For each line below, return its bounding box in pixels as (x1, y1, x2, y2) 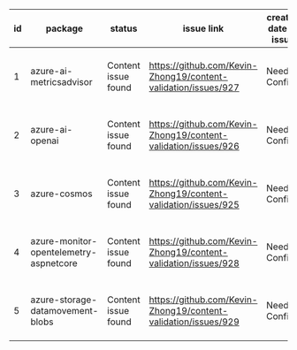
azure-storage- (30, 293, 97, 306)
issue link (182, 22, 225, 34)
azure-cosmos (30, 187, 93, 200)
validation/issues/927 (148, 81, 240, 94)
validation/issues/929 (148, 316, 240, 328)
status (110, 22, 138, 34)
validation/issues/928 (148, 257, 240, 269)
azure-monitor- (30, 235, 98, 247)
